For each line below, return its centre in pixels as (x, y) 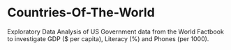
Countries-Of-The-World (81, 13)
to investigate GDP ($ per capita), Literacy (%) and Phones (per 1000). (108, 38)
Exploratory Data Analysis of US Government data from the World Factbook (116, 32)
